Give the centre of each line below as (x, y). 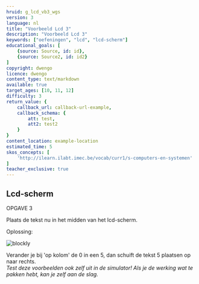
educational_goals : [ (33, 46)
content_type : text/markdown (43, 79)
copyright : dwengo (29, 68)
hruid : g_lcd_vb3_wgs (33, 12)
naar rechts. (21, 261)
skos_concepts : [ (28, 152)
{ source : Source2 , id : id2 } (52, 57)
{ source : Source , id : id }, (51, 51)
